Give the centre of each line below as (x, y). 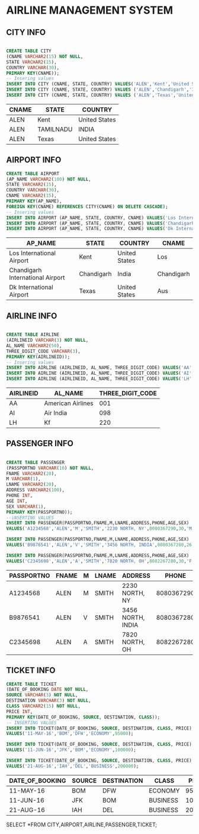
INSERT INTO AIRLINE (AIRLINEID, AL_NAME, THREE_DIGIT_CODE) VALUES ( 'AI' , (100, 373)
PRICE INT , (20, 712)
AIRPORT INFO (34, 160)
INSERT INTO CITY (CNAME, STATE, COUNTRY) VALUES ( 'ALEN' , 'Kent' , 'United (98, 84)
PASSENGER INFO (40, 443)
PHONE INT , (20, 496)
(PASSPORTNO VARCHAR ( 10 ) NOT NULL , (50, 468)
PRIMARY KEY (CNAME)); (33, 73)
